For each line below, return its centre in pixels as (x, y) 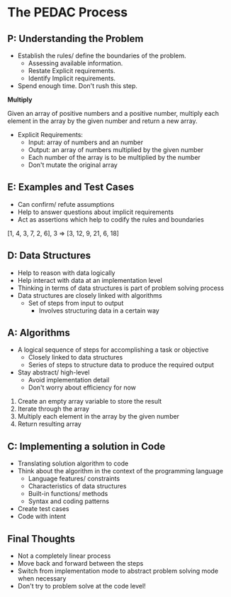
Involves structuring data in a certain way (99, 311)
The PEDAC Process (68, 12)
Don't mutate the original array (73, 165)
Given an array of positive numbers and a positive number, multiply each (113, 113)
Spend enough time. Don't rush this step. (78, 86)
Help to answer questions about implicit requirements (96, 212)
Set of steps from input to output (76, 303)
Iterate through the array (53, 409)
